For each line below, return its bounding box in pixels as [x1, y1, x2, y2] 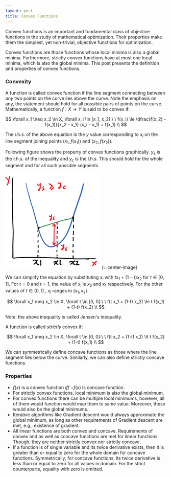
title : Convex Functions [5, 13, 58, 19]
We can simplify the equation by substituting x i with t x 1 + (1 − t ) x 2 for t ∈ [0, [5, 274, 164, 281]
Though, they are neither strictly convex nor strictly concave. [12, 439, 141, 445]
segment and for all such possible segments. [5, 162, 100, 168]
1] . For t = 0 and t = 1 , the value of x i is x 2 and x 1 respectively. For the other [5, 281, 163, 288]
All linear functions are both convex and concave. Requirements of [12, 427, 153, 434]
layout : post [5, 8, 33, 13]
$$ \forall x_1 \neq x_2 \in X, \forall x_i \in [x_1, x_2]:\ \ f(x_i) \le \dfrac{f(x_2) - [5, 116, 166, 122]
